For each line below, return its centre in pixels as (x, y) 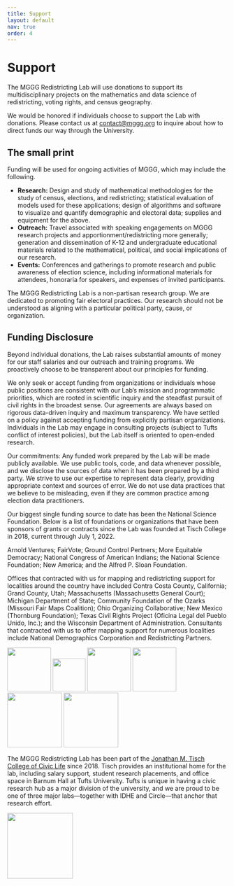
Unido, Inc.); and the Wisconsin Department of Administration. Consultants (115, 623)
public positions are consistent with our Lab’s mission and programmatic (111, 390)
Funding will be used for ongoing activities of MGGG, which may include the (116, 169)
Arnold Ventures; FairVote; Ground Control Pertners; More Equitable (105, 549)
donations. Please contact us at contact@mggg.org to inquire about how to (115, 123)
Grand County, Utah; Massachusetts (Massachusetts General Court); (107, 593)
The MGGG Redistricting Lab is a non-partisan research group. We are (108, 293)
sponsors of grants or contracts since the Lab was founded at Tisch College (117, 528)
